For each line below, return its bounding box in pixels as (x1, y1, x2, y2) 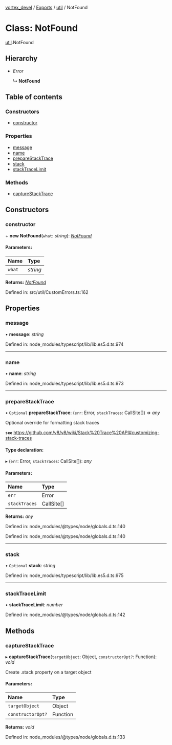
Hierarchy (5, 54, 38, 63)
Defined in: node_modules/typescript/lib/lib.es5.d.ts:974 (5, 341, 124, 347)
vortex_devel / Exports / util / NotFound (5, 5, 88, 10)
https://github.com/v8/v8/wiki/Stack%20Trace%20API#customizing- (13, 430, 160, 436)
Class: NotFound (5, 23, 78, 34)
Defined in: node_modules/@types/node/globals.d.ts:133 (5, 734, 125, 740)
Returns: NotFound (5, 279, 46, 285)
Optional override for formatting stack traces (5, 420, 100, 426)
